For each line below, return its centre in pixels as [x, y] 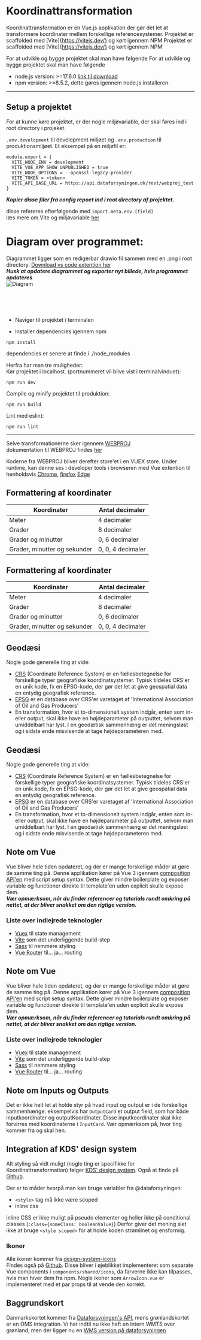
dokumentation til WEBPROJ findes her [54, 449]
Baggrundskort [35, 1303]
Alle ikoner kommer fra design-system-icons [61, 1259]
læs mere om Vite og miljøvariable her [53, 218]
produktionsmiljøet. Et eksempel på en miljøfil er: [66, 146]
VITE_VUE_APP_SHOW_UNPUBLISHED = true [60, 167]
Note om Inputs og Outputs [58, 1090]
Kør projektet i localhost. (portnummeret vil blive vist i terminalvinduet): [94, 371]
